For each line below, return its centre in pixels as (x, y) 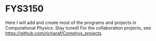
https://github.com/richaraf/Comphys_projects (53, 33)
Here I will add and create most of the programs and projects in (71, 22)
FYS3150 (24, 9)
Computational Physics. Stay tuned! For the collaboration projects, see (78, 27)
